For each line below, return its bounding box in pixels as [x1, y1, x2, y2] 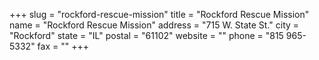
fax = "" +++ [37, 40, 89, 52]
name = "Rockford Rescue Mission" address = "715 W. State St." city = [9, 19, 300, 31]
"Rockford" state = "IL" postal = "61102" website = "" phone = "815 [9, 30, 284, 41]
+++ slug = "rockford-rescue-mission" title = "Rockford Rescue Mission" [9, 9, 310, 20]
